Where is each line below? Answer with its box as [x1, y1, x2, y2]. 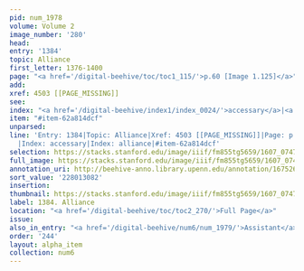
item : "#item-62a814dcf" [9, 114, 103, 123]
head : [9, 38, 30, 48]
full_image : [9, 155, 54, 165]
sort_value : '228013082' [9, 173, 103, 182]
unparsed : [9, 123, 47, 132]
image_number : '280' [9, 30, 88, 39]
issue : [9, 214, 34, 224]
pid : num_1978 [9, 13, 63, 23]
